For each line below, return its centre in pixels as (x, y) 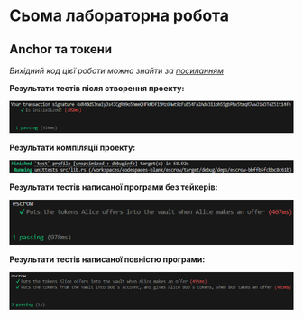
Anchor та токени (61, 49)
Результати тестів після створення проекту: (97, 88)
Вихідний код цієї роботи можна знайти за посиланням (116, 70)
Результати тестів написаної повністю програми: (107, 259)
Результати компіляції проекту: (73, 148)
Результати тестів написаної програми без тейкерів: (114, 187)
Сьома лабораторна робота (119, 16)
